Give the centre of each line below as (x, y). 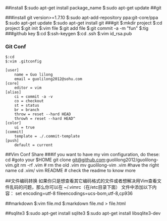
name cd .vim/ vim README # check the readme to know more (71, 171)
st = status (27, 106)
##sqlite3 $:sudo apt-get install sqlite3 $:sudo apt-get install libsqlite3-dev (83, 213)
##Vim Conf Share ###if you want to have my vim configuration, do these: (82, 155)
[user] (12, 70)
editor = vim (28, 88)
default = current (34, 145)
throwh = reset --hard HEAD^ (45, 119)
